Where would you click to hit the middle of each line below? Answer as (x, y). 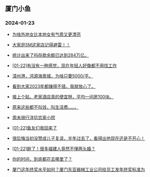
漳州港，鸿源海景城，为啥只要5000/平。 (53, 76)
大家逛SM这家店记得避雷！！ (41, 44)
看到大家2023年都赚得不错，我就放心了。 (54, 86)
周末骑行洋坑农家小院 (33, 117)
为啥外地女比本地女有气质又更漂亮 (46, 34)
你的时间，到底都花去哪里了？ (42, 159)
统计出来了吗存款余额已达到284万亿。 (51, 55)
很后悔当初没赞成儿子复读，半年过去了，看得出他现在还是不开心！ (78, 138)
